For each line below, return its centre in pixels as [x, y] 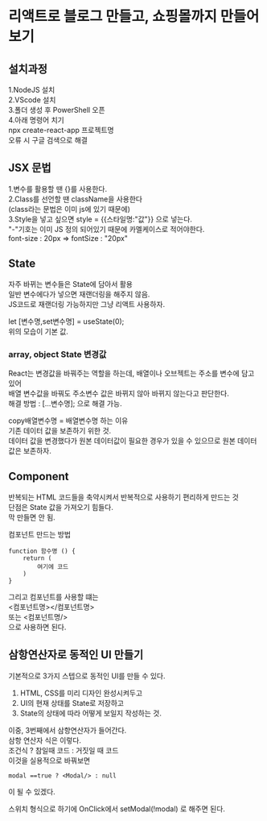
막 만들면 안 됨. [32, 517]
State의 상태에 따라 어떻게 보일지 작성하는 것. [91, 713]
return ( [37, 558]
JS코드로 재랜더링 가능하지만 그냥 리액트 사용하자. [87, 304]
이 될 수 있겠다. [32, 791]
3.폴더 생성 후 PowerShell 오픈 [57, 110]
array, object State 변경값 [58, 354]
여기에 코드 [53, 566]
